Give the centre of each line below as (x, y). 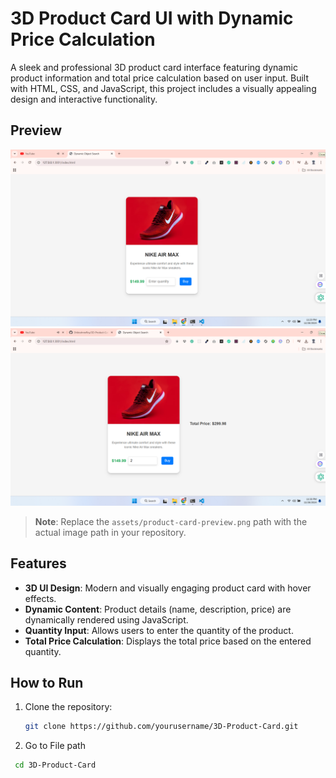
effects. (40, 598)
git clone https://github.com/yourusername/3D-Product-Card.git (161, 727)
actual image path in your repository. (110, 532)
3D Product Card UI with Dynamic (152, 18)
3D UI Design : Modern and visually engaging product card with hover (168, 588)
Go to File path (55, 746)
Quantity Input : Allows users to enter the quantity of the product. (159, 630)
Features (38, 563)
